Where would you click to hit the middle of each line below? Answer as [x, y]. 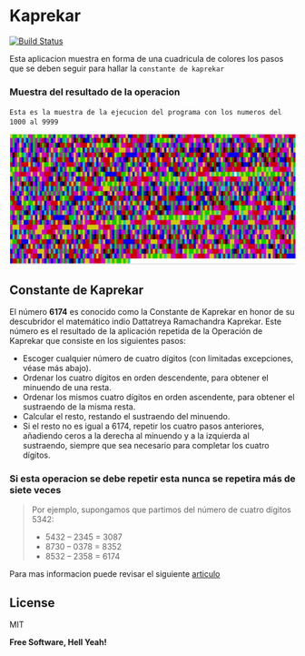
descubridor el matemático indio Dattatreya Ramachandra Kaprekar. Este [146, 322]
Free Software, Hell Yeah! [58, 642]
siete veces [35, 490]
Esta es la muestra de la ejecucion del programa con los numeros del [146, 113]
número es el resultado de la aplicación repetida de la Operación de [136, 331]
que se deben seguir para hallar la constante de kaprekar [117, 68]
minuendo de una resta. [67, 388]
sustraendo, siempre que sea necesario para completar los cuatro [146, 446]
